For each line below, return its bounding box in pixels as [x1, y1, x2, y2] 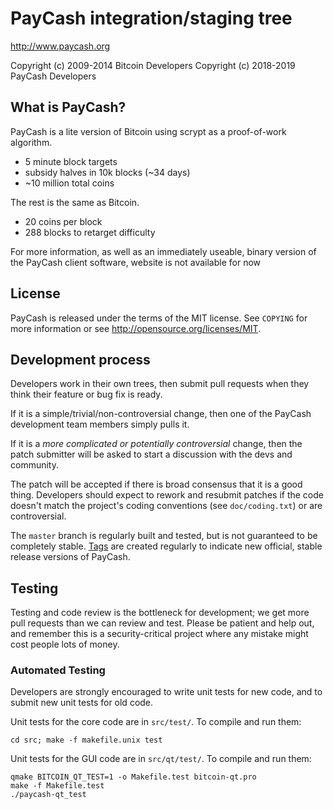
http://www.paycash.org [10, 40, 111, 52]
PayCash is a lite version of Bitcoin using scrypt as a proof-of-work [10, 125, 287, 137]
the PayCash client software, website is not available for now [10, 256, 262, 268]
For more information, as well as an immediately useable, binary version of [10, 245, 317, 257]
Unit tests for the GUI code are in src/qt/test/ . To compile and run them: [10, 753, 312, 765]
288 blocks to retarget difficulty [24, 226, 156, 238]
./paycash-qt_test [10, 790, 87, 800]
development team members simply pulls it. [10, 418, 190, 431]
